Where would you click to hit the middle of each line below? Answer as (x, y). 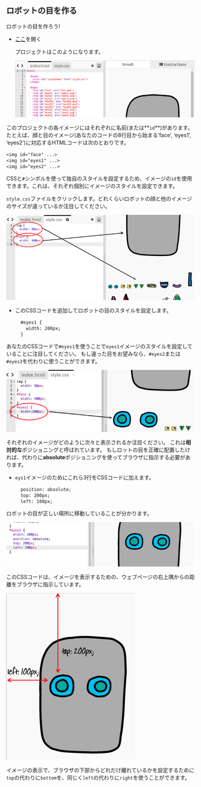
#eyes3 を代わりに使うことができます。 (53, 361)
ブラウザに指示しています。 (51, 584)
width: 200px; (43, 328)
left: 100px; (37, 501)
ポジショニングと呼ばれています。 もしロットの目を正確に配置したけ (106, 450)
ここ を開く (28, 39)
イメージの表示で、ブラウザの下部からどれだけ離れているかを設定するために (100, 770)
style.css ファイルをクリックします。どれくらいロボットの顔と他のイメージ (99, 199)
